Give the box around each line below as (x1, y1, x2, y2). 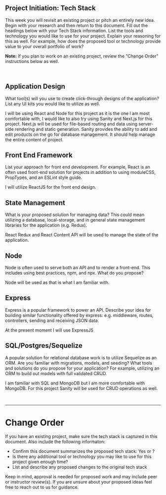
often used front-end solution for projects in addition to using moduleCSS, (5, 169, 156, 175)
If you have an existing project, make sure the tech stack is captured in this (5, 433, 158, 439)
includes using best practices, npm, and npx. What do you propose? (5, 270, 144, 276)
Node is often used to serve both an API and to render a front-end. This (5, 265, 151, 271)
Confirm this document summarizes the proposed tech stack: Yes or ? (12, 448, 155, 454)
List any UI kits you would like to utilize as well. (5, 101, 100, 107)
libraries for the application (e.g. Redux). (5, 222, 87, 228)
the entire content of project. (5, 136, 64, 143)
